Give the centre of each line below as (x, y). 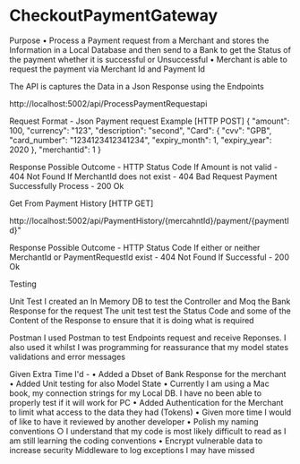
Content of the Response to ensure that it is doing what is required (132, 320)
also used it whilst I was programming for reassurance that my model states (149, 347)
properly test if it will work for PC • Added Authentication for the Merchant (146, 402)
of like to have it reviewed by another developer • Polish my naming (134, 421)
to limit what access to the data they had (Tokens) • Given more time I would (150, 412)
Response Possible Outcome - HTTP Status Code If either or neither (135, 247)
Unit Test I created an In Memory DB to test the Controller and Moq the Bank (150, 301)
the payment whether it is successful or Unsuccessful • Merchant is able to (149, 59)
